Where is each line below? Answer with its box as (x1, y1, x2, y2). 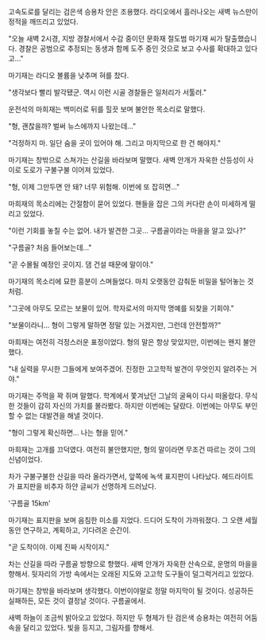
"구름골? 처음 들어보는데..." (8, 243, 92, 252)
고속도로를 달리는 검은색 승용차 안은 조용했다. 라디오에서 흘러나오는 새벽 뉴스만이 (8, 7, 259, 16)
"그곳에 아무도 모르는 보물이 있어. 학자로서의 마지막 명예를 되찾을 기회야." (8, 303, 234, 313)
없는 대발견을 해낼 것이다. (25, 411, 104, 420)
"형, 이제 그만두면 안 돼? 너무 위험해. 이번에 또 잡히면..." (8, 182, 180, 191)
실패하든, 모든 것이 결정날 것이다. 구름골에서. (8, 596, 146, 605)
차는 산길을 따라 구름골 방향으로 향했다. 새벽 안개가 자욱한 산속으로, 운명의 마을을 (8, 560, 258, 568)
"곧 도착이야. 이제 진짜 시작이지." (8, 542, 110, 552)
